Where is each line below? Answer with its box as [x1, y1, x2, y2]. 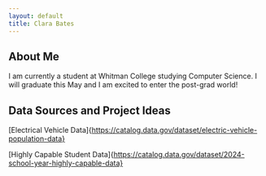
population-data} [8, 134, 66, 143]
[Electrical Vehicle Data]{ [8, 125, 92, 135]
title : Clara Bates [8, 20, 75, 28]
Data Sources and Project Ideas [8, 103, 171, 117]
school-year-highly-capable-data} [8, 158, 124, 168]
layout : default [8, 11, 63, 20]
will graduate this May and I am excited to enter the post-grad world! [8, 80, 238, 90]
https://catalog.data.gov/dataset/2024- [113, 150, 246, 160]
